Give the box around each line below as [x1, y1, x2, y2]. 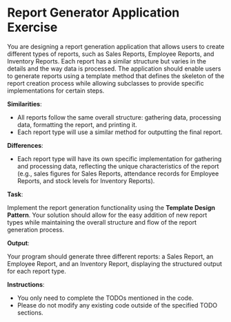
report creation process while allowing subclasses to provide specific [7, 79, 205, 87]
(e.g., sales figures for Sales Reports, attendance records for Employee [17, 169, 219, 178]
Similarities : [7, 100, 43, 108]
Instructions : [7, 280, 45, 288]
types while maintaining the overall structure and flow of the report [7, 218, 197, 226]
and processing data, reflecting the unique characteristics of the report [17, 162, 219, 170]
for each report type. [7, 267, 67, 275]
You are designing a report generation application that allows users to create [7, 42, 225, 50]
